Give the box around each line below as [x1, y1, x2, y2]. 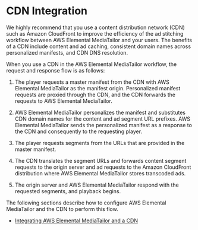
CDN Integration [6, 4, 88, 18]
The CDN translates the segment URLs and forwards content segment [14, 157, 187, 164]
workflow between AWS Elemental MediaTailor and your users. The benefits [6, 36, 192, 43]
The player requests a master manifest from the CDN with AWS [14, 78, 169, 86]
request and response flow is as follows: [6, 67, 105, 74]
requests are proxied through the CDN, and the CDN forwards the [14, 91, 175, 98]
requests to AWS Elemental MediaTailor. [14, 97, 113, 105]
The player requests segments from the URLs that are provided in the [14, 139, 185, 146]
